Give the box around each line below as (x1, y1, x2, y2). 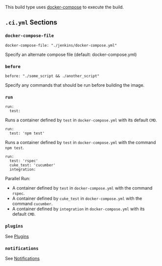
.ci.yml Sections (5, 18, 57, 26)
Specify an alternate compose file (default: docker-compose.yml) (5, 51, 137, 57)
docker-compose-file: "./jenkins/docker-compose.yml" (5, 43, 117, 48)
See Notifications (5, 255, 40, 261)
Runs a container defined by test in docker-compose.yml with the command (5, 140, 156, 145)
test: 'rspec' (9, 159, 38, 164)
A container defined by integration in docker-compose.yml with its (12, 206, 145, 212)
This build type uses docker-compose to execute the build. (5, 4, 124, 10)
